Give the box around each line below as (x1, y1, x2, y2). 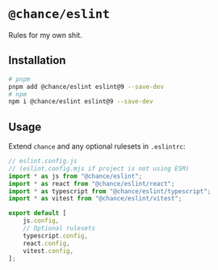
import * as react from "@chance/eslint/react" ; (8, 179, 175, 188)
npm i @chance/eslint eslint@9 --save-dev (8, 98, 153, 106)
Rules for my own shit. (8, 30, 82, 40)
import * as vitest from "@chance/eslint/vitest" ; (8, 195, 182, 203)
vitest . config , (23, 247, 74, 255)
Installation (8, 53, 66, 67)
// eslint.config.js (8, 157, 78, 166)
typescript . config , (23, 231, 89, 240)
